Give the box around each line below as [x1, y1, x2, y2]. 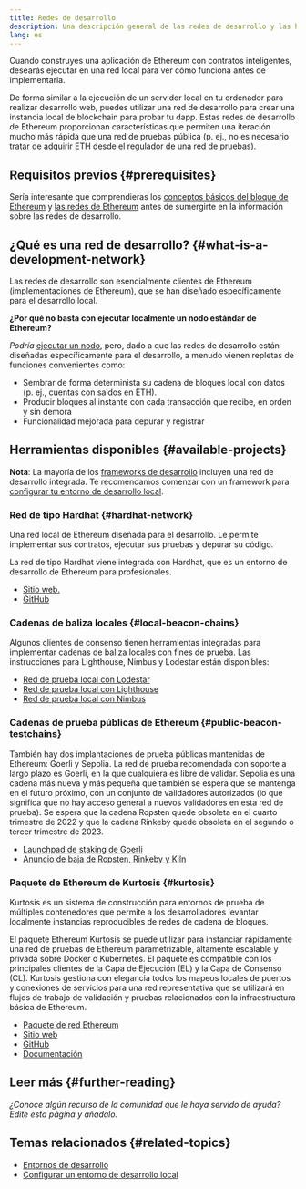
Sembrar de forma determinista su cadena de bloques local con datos [22, 377, 285, 388]
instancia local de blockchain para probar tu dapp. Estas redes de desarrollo [9, 111, 296, 123]
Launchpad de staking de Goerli [22, 843, 143, 854]
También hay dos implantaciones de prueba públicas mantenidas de [9, 749, 266, 760]
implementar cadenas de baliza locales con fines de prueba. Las [9, 646, 252, 657]
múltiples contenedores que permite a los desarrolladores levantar [9, 906, 260, 917]
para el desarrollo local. [9, 295, 98, 305]
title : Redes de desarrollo [9, 13, 117, 23]
